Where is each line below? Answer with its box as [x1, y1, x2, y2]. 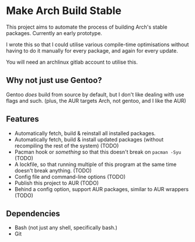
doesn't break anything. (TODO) [14, 167, 92, 174]
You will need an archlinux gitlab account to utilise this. [6, 58, 138, 65]
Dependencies [6, 209, 60, 219]
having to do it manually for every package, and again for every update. [6, 47, 178, 54]
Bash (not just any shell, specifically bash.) [14, 224, 118, 231]
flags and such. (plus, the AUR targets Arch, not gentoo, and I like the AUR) [6, 97, 187, 104]
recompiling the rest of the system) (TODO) [14, 142, 119, 149]
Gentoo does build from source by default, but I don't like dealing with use [6, 91, 184, 98]
